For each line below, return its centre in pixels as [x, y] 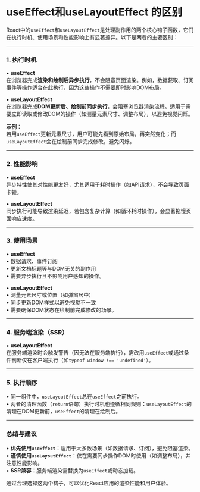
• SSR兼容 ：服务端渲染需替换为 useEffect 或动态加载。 [72, 470]
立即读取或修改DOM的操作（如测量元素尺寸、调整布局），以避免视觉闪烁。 [102, 114]
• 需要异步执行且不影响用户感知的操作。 [55, 276]
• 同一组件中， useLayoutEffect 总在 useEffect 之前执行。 [74, 397]
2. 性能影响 [22, 164]
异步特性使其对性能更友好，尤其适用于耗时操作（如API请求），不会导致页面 [98, 184]
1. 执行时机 [21, 59]
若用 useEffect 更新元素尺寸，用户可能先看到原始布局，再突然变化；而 [91, 134]
